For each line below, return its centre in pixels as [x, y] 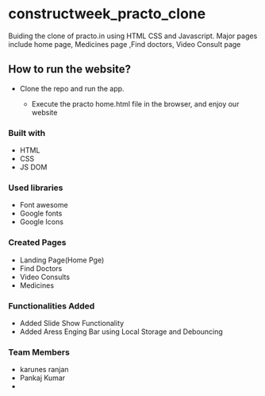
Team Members [39, 352]
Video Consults [44, 277]
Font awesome [44, 205]
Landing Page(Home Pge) [62, 260]
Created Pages [37, 243]
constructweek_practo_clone [107, 14]
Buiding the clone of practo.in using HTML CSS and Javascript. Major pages [133, 36]
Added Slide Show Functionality [72, 323]
